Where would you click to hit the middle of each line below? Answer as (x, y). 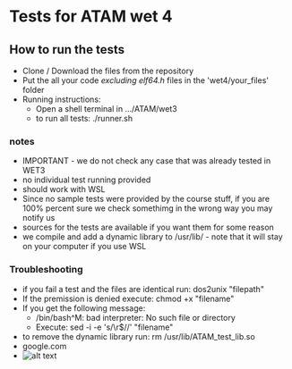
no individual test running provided (86, 180)
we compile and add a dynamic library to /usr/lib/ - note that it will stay (153, 237)
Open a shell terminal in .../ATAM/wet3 (106, 109)
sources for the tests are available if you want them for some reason (148, 227)
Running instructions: (61, 99)
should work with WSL (64, 189)
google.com (44, 346)
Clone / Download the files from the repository (108, 71)
